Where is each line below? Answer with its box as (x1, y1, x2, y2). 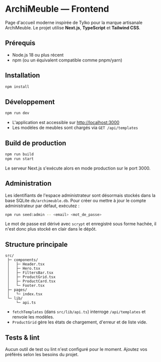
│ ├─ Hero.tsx (7, 266, 41, 271)
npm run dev (5, 111, 29, 116)
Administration (5, 179, 52, 188)
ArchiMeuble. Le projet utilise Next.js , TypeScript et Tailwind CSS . (5, 24, 140, 30)
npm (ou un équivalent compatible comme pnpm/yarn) (12, 57, 122, 63)
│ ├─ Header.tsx (7, 262, 45, 267)
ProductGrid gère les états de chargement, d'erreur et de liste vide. (12, 319, 148, 325)
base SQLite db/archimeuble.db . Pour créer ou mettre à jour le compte (5, 197, 146, 203)
